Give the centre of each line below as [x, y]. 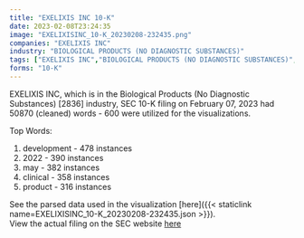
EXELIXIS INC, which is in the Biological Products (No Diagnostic [130, 94]
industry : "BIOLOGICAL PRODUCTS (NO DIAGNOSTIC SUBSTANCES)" [127, 52]
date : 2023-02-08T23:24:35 [60, 26]
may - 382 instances [61, 167]
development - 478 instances [77, 148]
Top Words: [31, 130]
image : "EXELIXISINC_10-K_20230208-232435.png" [101, 34]
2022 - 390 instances [63, 157]
